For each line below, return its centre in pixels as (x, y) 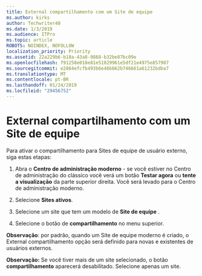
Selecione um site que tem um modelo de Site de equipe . (87, 211)
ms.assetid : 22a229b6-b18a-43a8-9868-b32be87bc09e (71, 57)
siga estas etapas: (29, 157)
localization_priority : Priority (48, 52)
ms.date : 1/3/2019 (29, 29)
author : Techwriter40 (34, 23)
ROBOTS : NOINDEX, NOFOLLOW (40, 46)
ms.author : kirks (28, 18)
